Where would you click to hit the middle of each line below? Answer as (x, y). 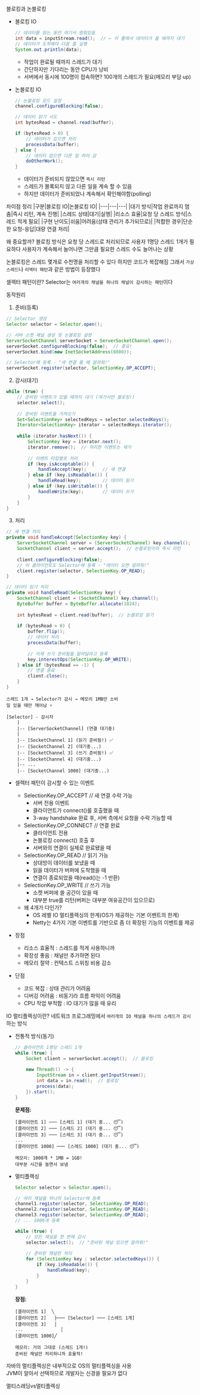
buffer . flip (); (47, 632)
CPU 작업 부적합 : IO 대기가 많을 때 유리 (70, 1003)
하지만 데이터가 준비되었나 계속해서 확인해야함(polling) (87, 194)
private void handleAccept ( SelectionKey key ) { (67, 538)
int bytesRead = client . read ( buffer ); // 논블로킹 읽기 (85, 615)
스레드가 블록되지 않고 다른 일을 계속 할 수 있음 (78, 187)
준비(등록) (27, 307)
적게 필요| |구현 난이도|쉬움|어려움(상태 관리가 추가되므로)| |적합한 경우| (100, 222)
